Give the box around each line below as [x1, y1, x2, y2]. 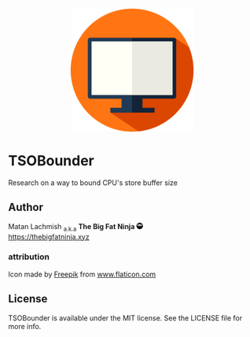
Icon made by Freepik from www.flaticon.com [8, 269, 156, 279]
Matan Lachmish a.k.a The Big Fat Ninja [8, 221, 135, 233]
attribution [8, 251, 50, 262]
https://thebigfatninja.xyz [8, 231, 90, 241]
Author [8, 201, 43, 214]
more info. [8, 321, 42, 331]
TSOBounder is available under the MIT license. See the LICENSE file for [8, 313, 242, 323]
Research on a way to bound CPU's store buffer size [8, 178, 178, 187]
